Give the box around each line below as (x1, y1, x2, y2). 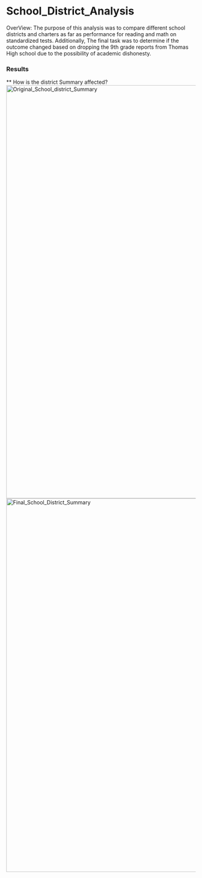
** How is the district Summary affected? (6, 78, 108, 86)
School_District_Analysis (6, 4, 135, 18)
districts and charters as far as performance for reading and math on (6, 30, 177, 37)
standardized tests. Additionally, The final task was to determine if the (6, 37, 179, 44)
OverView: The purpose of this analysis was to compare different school (6, 24, 185, 31)
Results (6, 64, 29, 73)
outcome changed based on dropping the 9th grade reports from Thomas (6, 43, 189, 51)
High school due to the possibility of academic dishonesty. (6, 49, 151, 57)
